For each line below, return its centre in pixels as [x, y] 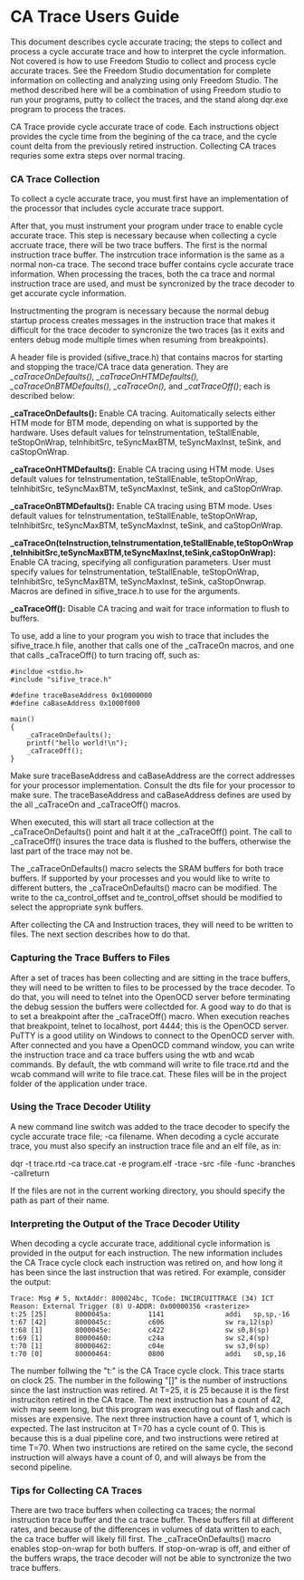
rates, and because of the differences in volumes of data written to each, [146, 1529]
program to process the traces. [68, 109]
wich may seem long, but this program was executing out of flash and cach [150, 1410]
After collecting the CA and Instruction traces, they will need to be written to [152, 925]
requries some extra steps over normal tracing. [98, 155]
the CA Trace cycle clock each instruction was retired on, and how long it [147, 1263]
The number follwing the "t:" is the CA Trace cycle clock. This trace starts [147, 1371]
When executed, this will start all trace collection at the [112, 823]
